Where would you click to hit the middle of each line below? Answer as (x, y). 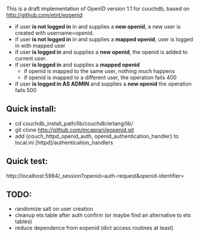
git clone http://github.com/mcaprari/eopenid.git (74, 130)
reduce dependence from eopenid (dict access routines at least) (94, 228)
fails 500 (26, 90)
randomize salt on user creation (54, 209)
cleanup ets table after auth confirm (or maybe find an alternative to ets (103, 215)
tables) (23, 221)
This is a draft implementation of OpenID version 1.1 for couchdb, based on (98, 9)
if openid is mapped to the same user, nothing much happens (99, 71)
